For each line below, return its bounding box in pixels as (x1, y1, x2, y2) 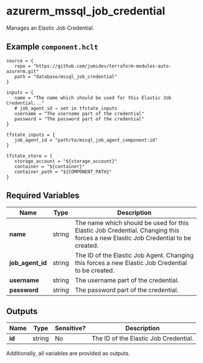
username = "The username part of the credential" (14, 111, 145, 117)
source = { (6, 57, 34, 64)
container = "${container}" (14, 163, 85, 170)
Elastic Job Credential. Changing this (74, 226, 179, 234)
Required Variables (6, 190, 80, 201)
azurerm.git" (6, 68, 39, 74)
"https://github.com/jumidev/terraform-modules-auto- (33, 63, 172, 69)
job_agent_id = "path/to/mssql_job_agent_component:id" (14, 137, 158, 143)
